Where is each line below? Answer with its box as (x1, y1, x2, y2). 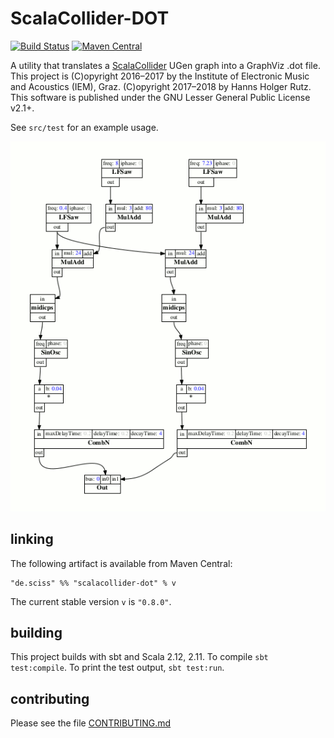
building (10, 624, 63, 641)
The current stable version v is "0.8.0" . (10, 595, 172, 607)
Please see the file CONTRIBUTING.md (10, 717, 172, 729)
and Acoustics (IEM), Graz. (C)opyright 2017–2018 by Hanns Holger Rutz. (10, 80, 312, 92)
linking (10, 531, 54, 548)
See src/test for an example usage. (10, 121, 159, 133)
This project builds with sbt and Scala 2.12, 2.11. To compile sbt (10, 651, 269, 663)
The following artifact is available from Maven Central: (10, 557, 233, 569)
